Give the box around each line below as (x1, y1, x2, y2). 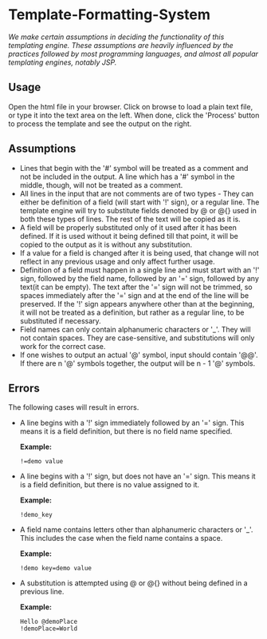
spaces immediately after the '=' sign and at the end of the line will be (19, 290, 249, 300)
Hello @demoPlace (19, 617, 78, 626)
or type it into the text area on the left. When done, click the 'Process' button (8, 110, 260, 120)
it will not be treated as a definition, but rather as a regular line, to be (19, 308, 245, 317)
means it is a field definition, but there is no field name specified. (19, 427, 233, 436)
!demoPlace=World (19, 625, 78, 633)
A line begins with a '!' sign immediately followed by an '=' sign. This (19, 418, 245, 428)
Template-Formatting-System (8, 6, 211, 24)
